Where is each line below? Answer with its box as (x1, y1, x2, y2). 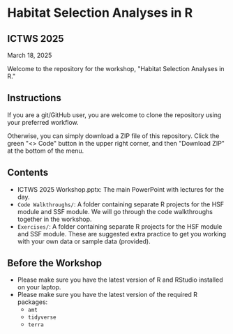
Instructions (7, 92, 61, 104)
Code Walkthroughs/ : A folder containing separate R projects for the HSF (17, 200, 225, 208)
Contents (7, 167, 49, 179)
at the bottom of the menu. (7, 146, 84, 155)
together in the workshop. (17, 215, 92, 223)
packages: (17, 298, 48, 306)
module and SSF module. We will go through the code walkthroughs (17, 207, 213, 215)
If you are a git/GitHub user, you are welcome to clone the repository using (7, 110, 222, 119)
